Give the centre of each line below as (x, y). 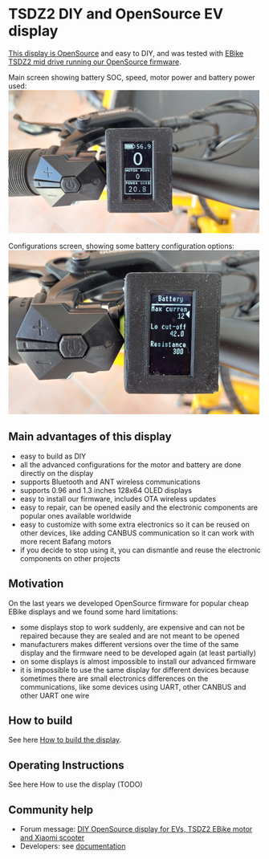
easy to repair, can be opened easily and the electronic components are (139, 507)
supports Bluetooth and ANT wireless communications (110, 482)
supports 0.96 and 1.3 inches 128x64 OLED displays (106, 490)
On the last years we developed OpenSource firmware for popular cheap (128, 603)
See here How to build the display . (65, 740)
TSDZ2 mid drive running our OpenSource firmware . (95, 62)
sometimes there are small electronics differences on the (114, 678)
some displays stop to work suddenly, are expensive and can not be (132, 627)
